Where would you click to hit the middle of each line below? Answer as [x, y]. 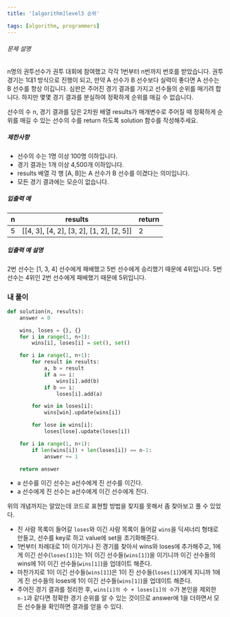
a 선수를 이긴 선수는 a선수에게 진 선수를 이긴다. [80, 483]
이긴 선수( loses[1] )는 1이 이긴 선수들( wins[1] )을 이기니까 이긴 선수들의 [120, 555]
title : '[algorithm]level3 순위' [54, 13]
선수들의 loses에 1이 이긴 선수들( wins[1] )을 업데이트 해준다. [112, 581]
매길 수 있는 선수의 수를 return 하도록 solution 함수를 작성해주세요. [109, 120]
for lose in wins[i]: [63, 425]
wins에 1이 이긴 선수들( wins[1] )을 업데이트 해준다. [84, 563]
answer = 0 [35, 318]
